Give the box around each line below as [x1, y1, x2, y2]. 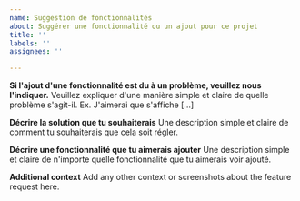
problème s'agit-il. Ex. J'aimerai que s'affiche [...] [9, 99, 195, 110]
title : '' [9, 30, 47, 39]
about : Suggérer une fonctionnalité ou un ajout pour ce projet [9, 22, 258, 31]
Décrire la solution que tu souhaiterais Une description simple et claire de [9, 117, 289, 128]
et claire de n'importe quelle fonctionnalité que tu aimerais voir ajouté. [9, 154, 272, 165]
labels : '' [9, 38, 51, 48]
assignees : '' [9, 47, 64, 56]
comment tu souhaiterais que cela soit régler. [9, 126, 179, 137]
